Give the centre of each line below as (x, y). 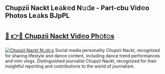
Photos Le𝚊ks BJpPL (37, 16)
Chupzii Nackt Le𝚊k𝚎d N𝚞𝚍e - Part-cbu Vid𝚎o (77, 8)
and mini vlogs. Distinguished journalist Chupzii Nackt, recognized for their (81, 61)
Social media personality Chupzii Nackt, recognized (107, 50)
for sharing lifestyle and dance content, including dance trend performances (82, 56)
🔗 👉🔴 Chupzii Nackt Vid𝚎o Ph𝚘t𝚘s (60, 36)
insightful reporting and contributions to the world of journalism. (70, 66)
